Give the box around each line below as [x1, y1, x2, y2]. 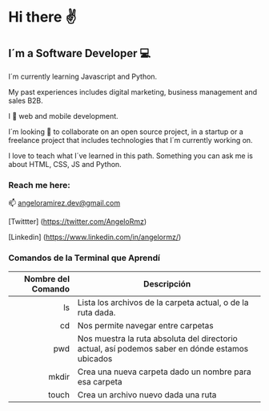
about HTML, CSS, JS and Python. [8, 160, 122, 169]
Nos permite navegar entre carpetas [77, 319, 214, 331]
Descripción [143, 278, 191, 289]
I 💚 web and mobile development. [8, 112, 118, 120]
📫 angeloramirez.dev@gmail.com [8, 198, 121, 208]
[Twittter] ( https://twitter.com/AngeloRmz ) [8, 217, 147, 226]
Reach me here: [8, 179, 70, 190]
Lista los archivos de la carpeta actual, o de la [77, 296, 249, 307]
